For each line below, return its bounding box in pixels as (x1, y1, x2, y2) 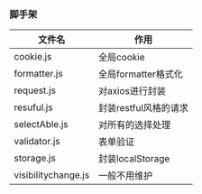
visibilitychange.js (14, 169, 90, 181)
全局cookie (97, 51, 145, 64)
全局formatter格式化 (97, 68, 183, 80)
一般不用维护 (97, 170, 153, 182)
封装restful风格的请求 (97, 102, 189, 115)
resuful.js (14, 101, 53, 114)
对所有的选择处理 (97, 119, 171, 132)
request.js (14, 84, 56, 97)
